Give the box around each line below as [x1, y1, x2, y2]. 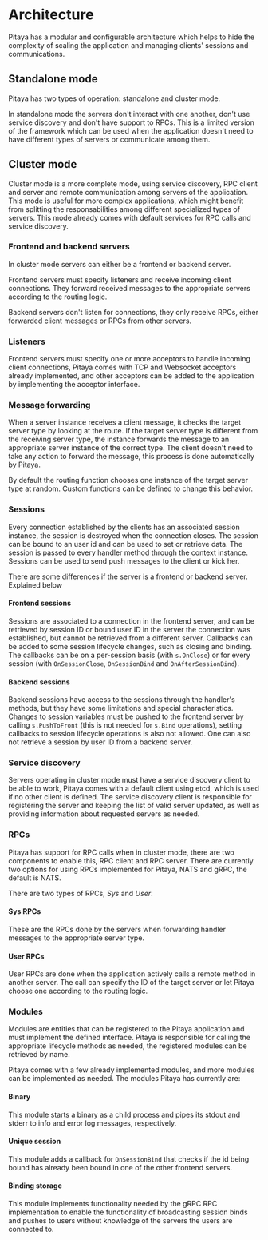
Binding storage [8, 1181, 62, 1190]
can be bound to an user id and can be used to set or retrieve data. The [8, 539, 243, 548]
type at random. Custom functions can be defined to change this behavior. [8, 484, 254, 493]
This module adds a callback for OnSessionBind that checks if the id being [8, 1154, 250, 1164]
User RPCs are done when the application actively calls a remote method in [8, 969, 256, 979]
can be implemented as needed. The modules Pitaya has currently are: [8, 1074, 241, 1083]
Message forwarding [8, 400, 91, 411]
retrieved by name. [8, 1050, 70, 1059]
